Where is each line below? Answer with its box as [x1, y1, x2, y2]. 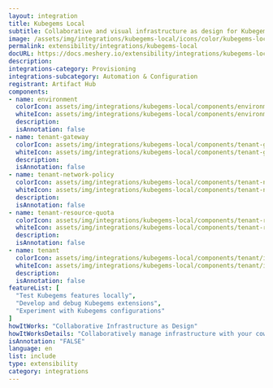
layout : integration [8, 11, 79, 20]
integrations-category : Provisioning [8, 65, 136, 73]
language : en [8, 345, 53, 353]
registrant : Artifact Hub [8, 80, 96, 88]
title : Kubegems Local [8, 20, 85, 28]
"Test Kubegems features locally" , [15, 292, 136, 300]
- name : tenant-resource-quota [8, 208, 115, 216]
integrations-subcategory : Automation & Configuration [8, 72, 198, 81]
